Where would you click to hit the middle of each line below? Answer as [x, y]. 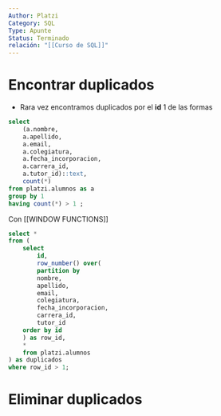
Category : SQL [32, 23]
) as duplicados [35, 360]
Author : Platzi [34, 16]
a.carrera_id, [46, 166]
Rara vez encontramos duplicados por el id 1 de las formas [116, 107]
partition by [59, 270]
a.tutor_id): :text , [55, 174]
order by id [42, 330]
